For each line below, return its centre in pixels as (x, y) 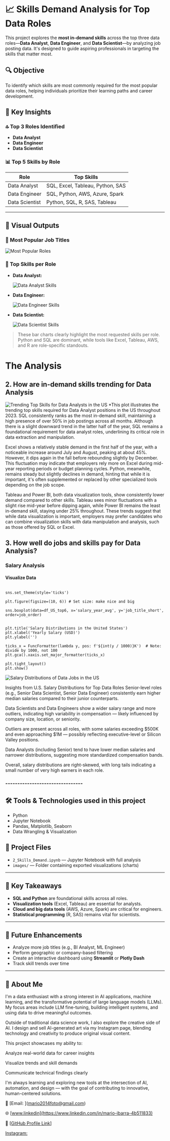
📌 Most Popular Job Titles (37, 240)
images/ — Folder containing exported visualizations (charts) (76, 865)
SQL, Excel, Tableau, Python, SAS (86, 186)
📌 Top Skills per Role (31, 264)
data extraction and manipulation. (40, 437)
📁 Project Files (28, 847)
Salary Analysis (25, 565)
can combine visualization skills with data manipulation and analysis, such (82, 522)
